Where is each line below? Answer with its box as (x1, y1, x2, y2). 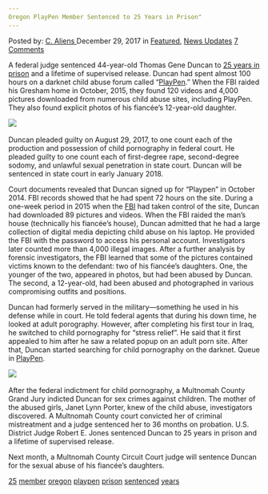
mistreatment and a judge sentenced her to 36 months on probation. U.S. (8, 419, 250, 429)
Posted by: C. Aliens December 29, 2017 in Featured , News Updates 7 (8, 36, 238, 46)
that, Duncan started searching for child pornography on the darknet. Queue (8, 345, 260, 354)
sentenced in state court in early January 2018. (8, 168, 164, 178)
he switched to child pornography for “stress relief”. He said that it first (8, 327, 242, 337)
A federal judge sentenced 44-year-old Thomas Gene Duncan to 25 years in (8, 60, 260, 70)
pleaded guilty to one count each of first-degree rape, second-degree (8, 152, 240, 161)
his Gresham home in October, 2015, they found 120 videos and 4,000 (8, 85, 238, 95)
